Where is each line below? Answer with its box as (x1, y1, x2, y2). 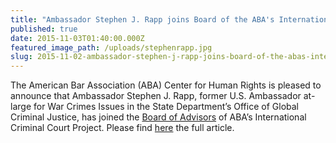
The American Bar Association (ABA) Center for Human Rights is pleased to (10, 79, 322, 91)
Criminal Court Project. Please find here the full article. (10, 122, 235, 134)
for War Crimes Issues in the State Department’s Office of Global (33, 101, 299, 113)
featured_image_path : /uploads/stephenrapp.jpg (10, 42, 213, 53)
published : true (10, 24, 78, 34)
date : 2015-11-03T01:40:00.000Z (10, 33, 145, 43)
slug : (10, 52, 33, 62)
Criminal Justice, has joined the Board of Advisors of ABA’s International (10, 111, 307, 123)
